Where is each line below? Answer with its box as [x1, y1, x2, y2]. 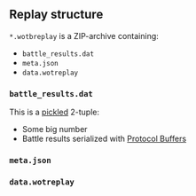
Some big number [21, 124, 88, 135]
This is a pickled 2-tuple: [9, 106, 100, 118]
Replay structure [9, 7, 104, 22]
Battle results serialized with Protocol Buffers [21, 133, 187, 145]
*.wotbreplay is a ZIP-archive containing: [9, 30, 160, 41]
